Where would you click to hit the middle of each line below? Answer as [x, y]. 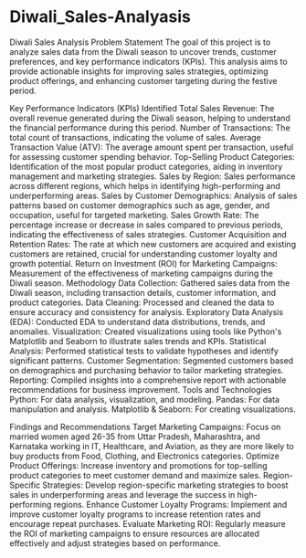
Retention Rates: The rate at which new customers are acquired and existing [153, 244]
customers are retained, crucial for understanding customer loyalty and [143, 254]
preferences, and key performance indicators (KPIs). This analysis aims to [148, 61]
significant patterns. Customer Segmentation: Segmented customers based [152, 360]
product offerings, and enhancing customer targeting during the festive [143, 80]
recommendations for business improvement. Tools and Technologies [141, 389]
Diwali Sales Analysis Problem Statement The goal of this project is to [140, 42]
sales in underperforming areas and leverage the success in [122, 494]
